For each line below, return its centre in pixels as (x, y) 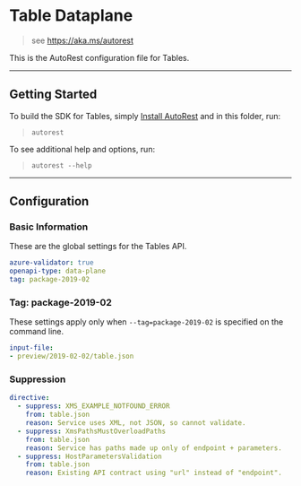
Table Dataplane (71, 16)
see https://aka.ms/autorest (82, 40)
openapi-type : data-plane (57, 271)
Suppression (38, 379)
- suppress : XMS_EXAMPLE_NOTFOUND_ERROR (94, 406)
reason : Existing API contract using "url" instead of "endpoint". (154, 473)
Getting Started (53, 95)
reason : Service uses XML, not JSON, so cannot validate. (136, 423)
